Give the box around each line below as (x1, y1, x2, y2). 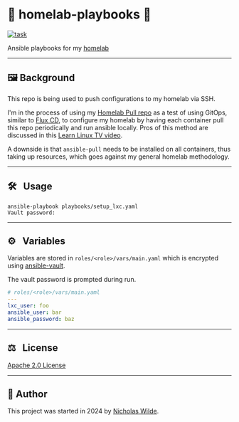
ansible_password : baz (7, 315, 75, 322)
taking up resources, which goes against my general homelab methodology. (7, 152, 230, 161)
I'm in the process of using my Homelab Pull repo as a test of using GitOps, (7, 108, 228, 117)
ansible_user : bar (7, 309, 62, 316)
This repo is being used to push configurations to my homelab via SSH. (7, 94, 216, 102)
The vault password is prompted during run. (7, 275, 137, 284)
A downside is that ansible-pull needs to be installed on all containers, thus (7, 144, 231, 153)
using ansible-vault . (7, 261, 65, 270)
